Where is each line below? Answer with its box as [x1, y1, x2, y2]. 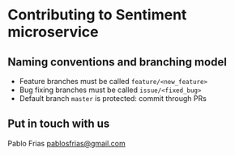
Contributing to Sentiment [7, 6, 187, 24]
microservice [7, 23, 99, 41]
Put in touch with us [7, 117, 110, 131]
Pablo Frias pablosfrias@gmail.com [7, 138, 126, 148]
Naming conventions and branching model [7, 55, 228, 69]
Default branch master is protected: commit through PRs [19, 94, 207, 103]
